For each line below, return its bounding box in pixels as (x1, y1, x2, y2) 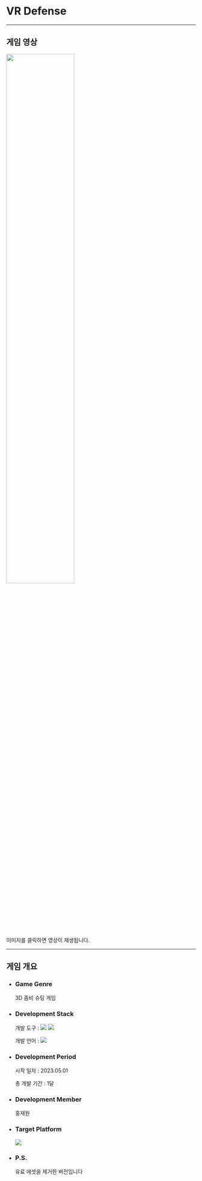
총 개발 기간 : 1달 (14, 1080, 54, 1087)
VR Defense (6, 4, 67, 18)
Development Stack (14, 1010, 74, 1018)
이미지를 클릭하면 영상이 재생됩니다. (6, 936, 90, 943)
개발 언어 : (14, 1037, 40, 1044)
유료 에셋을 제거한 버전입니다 (14, 1168, 83, 1175)
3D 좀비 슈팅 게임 (14, 994, 56, 1002)
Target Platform (14, 1125, 62, 1133)
